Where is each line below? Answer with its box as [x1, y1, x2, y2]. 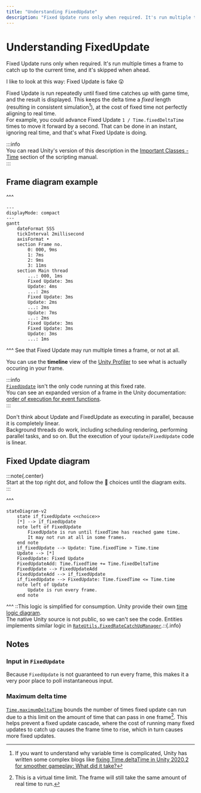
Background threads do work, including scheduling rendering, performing [6, 426, 188, 433]
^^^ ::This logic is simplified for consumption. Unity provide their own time [6, 603, 188, 610]
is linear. [6, 439, 27, 446]
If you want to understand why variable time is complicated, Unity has [14, 750, 187, 757]
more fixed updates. [6, 732, 56, 740]
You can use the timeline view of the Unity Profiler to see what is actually [6, 358, 187, 365]
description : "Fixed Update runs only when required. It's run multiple [6, 14, 191, 20]
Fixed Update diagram [6, 456, 90, 466]
